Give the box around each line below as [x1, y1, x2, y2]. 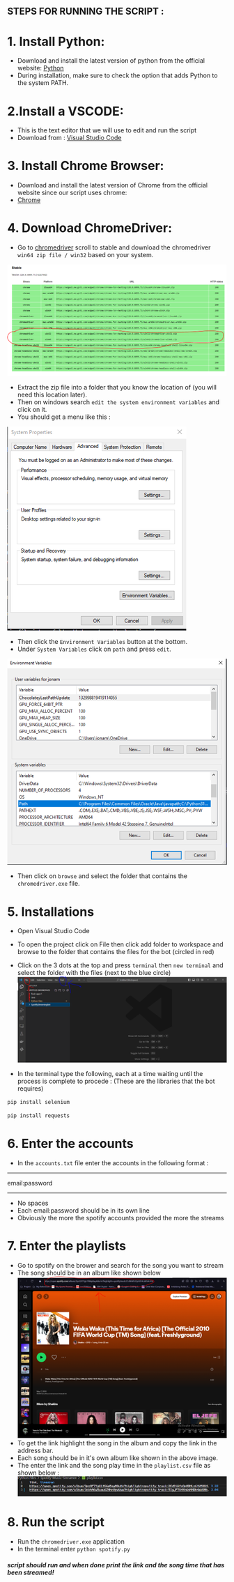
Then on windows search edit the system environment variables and [17, 397, 220, 406]
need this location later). [17, 390, 88, 399]
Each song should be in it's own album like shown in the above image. [17, 1454, 218, 1462]
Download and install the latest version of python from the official [17, 56, 205, 65]
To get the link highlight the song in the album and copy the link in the [17, 1439, 217, 1447]
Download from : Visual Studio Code [17, 134, 122, 142]
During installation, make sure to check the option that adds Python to [17, 71, 218, 79]
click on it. [17, 405, 47, 413]
